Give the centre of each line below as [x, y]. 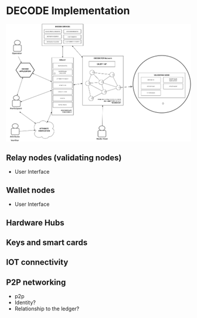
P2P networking [36, 282]
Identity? [25, 303]
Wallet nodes [30, 190]
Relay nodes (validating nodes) [64, 158]
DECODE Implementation [68, 11]
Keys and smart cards [47, 243]
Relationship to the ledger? [47, 309]
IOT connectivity [37, 262]
